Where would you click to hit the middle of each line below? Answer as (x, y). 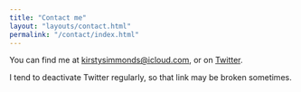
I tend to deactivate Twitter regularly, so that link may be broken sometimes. (150, 78)
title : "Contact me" (48, 18)
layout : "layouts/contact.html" (70, 26)
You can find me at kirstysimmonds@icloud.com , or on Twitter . (126, 60)
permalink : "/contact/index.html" (75, 34)
